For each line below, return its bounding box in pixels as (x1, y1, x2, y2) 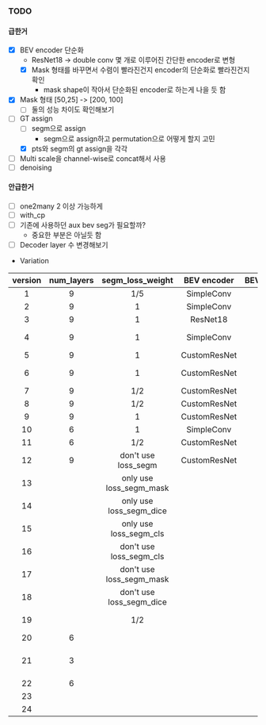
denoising (19, 163, 53, 172)
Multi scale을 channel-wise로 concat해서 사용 (19, 153, 166, 163)
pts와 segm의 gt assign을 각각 (31, 144, 128, 153)
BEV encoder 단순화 (19, 45, 85, 55)
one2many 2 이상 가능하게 (19, 201, 103, 211)
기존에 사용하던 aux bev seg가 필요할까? (19, 221, 146, 230)
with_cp (19, 210, 46, 220)
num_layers (48, 275, 94, 286)
